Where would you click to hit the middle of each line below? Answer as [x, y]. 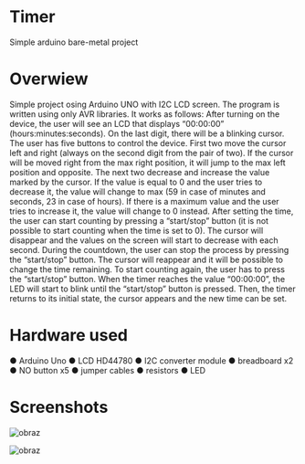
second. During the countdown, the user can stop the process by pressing [149, 249]
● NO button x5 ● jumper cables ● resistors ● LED [108, 370]
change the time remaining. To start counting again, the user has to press [147, 269]
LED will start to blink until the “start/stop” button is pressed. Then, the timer [152, 289]
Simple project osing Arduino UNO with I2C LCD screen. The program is [145, 104]
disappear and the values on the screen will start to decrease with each [144, 240]
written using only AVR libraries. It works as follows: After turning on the [145, 114]
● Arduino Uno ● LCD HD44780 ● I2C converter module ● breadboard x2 [152, 360]
